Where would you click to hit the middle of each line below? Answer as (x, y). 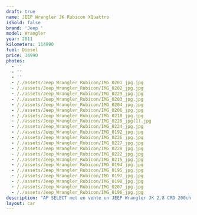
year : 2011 (19, 39)
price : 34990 (22, 55)
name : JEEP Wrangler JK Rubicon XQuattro (58, 17)
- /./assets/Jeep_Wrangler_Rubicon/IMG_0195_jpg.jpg (78, 171)
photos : (16, 61)
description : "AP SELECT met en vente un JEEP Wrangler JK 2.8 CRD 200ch (99, 198)
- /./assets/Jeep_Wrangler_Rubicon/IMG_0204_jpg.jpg (78, 105)
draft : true (21, 11)
